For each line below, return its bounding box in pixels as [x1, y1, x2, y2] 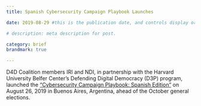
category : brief [6, 41, 47, 47]
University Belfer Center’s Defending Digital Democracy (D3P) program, [6, 75, 183, 82]
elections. [6, 94, 31, 101]
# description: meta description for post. [6, 31, 117, 37]
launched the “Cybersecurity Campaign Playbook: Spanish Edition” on [6, 81, 179, 89]
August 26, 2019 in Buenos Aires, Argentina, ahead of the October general [6, 87, 190, 95]
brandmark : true [6, 47, 47, 53]
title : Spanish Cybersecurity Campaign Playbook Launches [6, 8, 154, 15]
